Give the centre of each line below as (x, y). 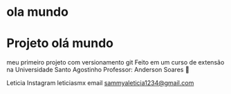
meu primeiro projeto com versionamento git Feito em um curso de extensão (115, 62)
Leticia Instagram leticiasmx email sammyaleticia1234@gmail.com (100, 83)
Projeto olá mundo (60, 44)
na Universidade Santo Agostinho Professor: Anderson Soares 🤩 (98, 70)
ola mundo (37, 12)
